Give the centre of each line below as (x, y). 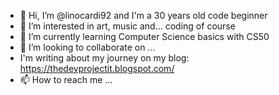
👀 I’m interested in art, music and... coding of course (127, 26)
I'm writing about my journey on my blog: (104, 58)
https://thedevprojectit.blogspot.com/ (97, 68)
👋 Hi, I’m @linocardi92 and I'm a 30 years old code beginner (143, 15)
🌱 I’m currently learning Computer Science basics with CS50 (144, 36)
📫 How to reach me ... (66, 79)
